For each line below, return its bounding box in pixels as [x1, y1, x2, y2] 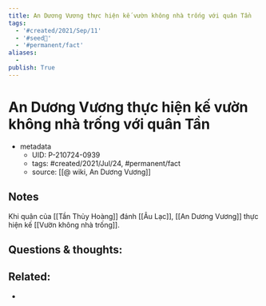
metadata [19, 141, 52, 151]
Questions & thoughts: [8, 243, 123, 256]
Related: [8, 270, 51, 284]
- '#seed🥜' [15, 34, 52, 42]
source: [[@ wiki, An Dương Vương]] [31, 167, 151, 177]
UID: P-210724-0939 [31, 149, 101, 160]
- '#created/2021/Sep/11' [15, 26, 102, 34]
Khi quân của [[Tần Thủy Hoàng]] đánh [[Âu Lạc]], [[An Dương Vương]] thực [8, 211, 259, 221]
